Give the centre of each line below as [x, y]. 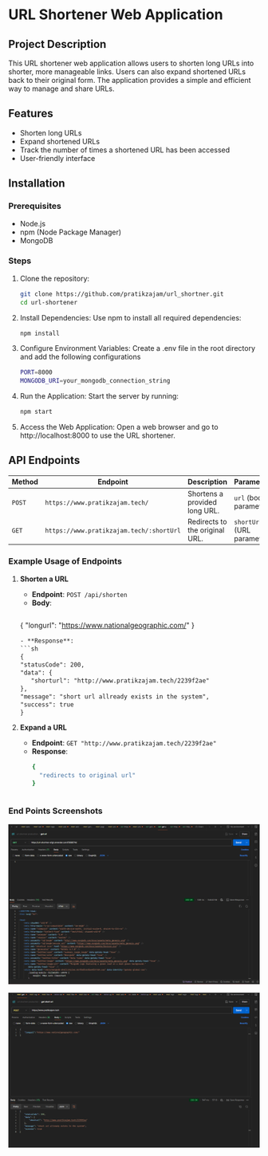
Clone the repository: [55, 278]
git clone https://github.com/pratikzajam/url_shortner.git [122, 294]
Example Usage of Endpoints [65, 561]
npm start [36, 412]
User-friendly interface [57, 158]
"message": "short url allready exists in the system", [114, 696]
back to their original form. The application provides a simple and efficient [130, 80]
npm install [39, 333]
